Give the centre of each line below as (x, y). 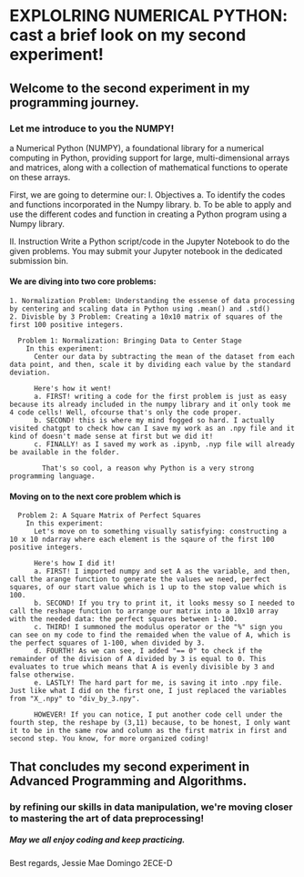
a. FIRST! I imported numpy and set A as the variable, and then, (162, 571)
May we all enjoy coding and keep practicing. (97, 840)
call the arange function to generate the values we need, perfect (140, 579)
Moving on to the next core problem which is (95, 496)
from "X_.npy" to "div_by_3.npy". (75, 699)
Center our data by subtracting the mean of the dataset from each (164, 357)
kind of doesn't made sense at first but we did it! (111, 437)
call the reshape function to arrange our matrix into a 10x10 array (144, 611)
